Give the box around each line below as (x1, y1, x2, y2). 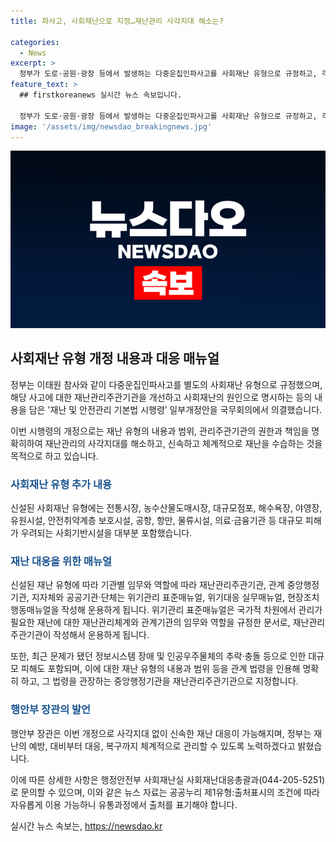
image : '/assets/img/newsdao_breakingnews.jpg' (10, 121, 213, 132)
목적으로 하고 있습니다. (10, 450, 99, 462)
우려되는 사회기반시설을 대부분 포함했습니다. (20, 526, 193, 539)
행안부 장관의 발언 (10, 703, 92, 717)
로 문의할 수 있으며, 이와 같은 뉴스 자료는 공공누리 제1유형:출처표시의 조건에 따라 (10, 786, 320, 798)
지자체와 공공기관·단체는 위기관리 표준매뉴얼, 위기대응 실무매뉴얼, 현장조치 (31, 591, 320, 604)
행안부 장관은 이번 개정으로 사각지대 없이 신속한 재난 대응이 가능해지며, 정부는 (10, 727, 312, 739)
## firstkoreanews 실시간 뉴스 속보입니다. (19, 90, 183, 100)
